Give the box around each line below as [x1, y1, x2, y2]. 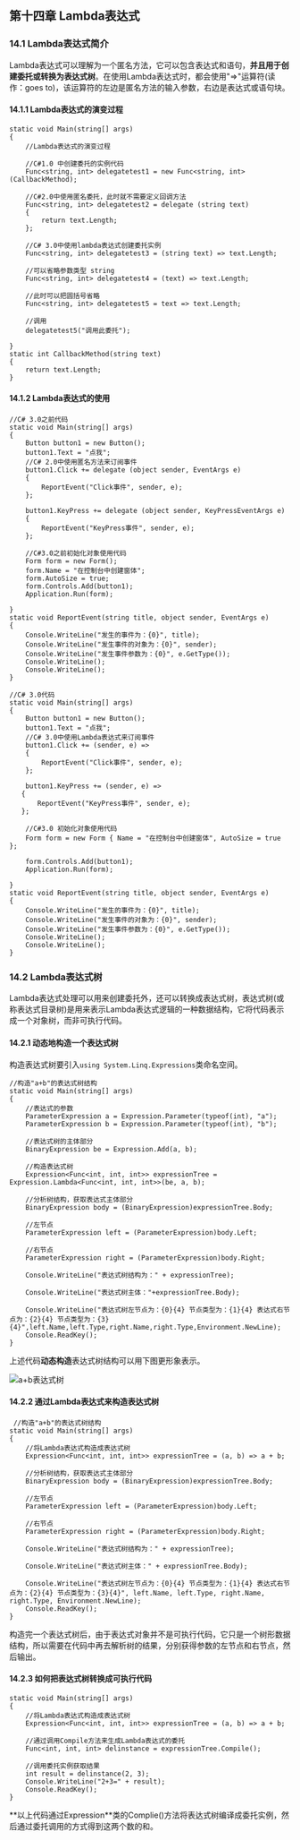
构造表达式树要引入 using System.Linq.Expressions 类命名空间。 [9, 1059, 243, 1070]
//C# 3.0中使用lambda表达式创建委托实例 [25, 241, 162, 250]
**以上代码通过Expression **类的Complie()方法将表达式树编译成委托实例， [9, 1810, 282, 1820]
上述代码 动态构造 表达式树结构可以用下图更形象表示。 [9, 1355, 205, 1365]
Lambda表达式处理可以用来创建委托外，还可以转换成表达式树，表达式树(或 [9, 993, 285, 1004]
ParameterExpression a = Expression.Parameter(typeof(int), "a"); [25, 1111, 278, 1121]
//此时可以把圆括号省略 [25, 291, 100, 300]
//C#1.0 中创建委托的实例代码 [25, 159, 124, 168]
